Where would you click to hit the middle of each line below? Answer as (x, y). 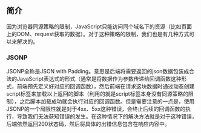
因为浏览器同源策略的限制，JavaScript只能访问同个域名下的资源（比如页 (97, 26)
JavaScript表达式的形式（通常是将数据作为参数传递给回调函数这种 (99, 79)
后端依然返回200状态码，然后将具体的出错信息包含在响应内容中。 (88, 124)
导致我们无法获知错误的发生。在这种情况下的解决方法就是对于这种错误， (107, 117)
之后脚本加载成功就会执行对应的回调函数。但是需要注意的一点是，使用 (107, 102)
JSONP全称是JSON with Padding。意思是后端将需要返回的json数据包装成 (98, 72)
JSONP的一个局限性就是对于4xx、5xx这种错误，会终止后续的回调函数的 (96, 109)
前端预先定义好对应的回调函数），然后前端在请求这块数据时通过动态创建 (106, 87)
